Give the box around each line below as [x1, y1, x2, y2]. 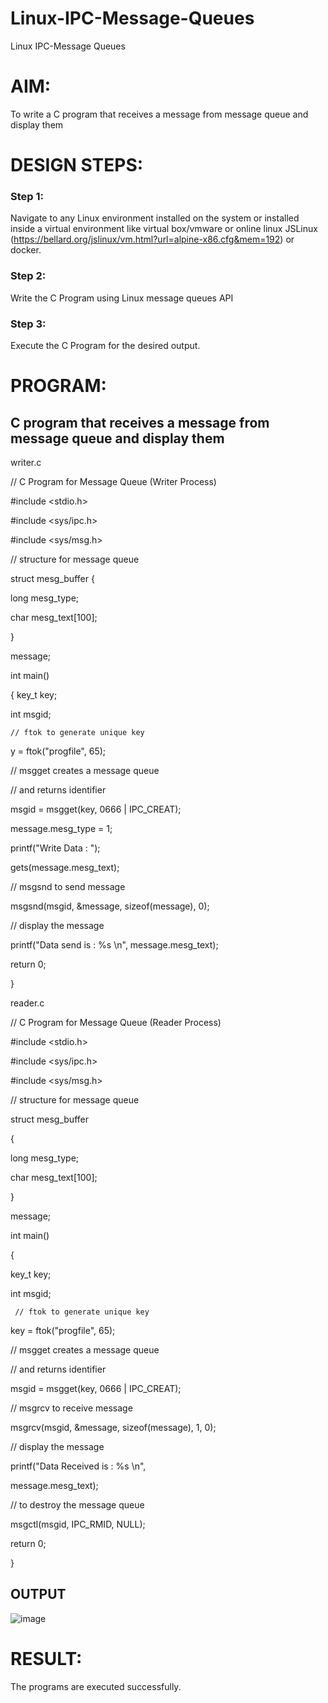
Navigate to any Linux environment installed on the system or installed [10, 212, 300, 224]
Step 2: [10, 269, 47, 283]
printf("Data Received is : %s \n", [10, 1460, 147, 1472]
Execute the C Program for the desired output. [10, 339, 201, 351]
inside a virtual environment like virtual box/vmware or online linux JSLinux [10, 223, 318, 235]
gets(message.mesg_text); [10, 861, 120, 873]
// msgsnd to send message [10, 880, 126, 892]
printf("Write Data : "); [10, 842, 101, 854]
